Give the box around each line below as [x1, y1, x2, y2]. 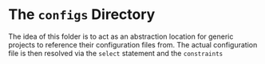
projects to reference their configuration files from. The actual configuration [8, 40, 258, 49]
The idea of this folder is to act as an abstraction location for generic [8, 32, 234, 41]
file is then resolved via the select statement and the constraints [8, 48, 223, 58]
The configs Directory [8, 6, 156, 24]
